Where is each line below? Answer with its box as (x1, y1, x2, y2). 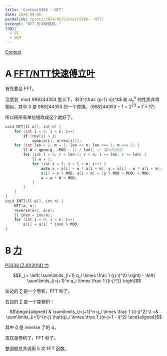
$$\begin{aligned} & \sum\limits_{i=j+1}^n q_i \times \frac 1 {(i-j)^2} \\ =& (9, 308, 158, 314)
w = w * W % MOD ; (40, 175, 77, 180)
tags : (5, 26, 16, 31)
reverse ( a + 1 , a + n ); (14, 208, 55, 213)
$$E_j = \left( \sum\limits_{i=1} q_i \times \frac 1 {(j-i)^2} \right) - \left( (12, 272, 155, 278)
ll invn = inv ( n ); (14, 212, 52, 217)
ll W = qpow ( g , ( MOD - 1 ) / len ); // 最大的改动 (23, 147, 122, 152)
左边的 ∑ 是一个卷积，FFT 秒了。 (5, 288, 72, 294)
